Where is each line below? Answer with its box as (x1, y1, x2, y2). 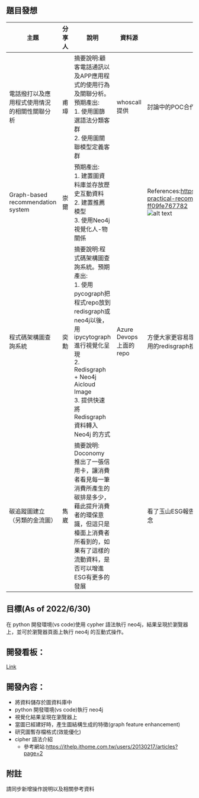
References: (147, 187, 181, 195)
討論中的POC (147, 102, 184, 111)
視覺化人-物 (73, 225, 108, 233)
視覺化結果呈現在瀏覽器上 (14, 713, 78, 721)
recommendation (9, 198, 57, 206)
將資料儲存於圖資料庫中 (14, 698, 72, 706)
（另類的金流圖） (9, 516, 57, 524)
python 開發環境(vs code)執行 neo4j (14, 706, 104, 713)
